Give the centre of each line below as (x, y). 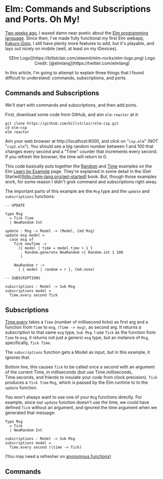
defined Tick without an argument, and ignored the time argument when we (81, 407)
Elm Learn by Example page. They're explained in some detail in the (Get (78, 171)
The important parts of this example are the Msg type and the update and (77, 191)
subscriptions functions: (30, 196)
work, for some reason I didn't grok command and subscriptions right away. (81, 181)
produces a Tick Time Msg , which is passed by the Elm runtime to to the (76, 382)
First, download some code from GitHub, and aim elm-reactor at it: (72, 114)
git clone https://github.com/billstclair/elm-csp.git (62, 123)
